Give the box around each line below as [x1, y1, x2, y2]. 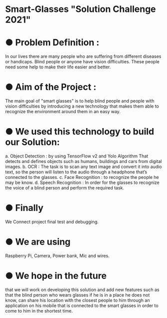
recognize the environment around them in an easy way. [5, 109, 121, 115]
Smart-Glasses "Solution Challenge [5, 3, 156, 15]
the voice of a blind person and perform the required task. [5, 185, 125, 190]
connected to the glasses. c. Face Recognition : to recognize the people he [5, 174, 159, 180]
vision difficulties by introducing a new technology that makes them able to [5, 103, 160, 109]
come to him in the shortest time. [5, 308, 73, 314]
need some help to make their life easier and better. [5, 64, 111, 70]
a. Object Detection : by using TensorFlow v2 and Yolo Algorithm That [5, 153, 149, 159]
